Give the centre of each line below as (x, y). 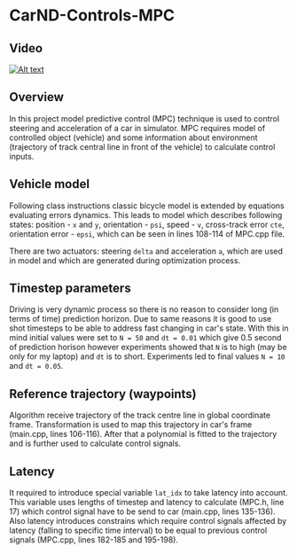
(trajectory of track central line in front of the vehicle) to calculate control (142, 146)
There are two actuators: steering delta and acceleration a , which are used (146, 251)
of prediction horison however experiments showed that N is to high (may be (148, 347)
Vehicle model (50, 184)
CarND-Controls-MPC (92, 16)
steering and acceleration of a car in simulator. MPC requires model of (137, 128)
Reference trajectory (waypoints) (103, 394)
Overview (37, 97)
